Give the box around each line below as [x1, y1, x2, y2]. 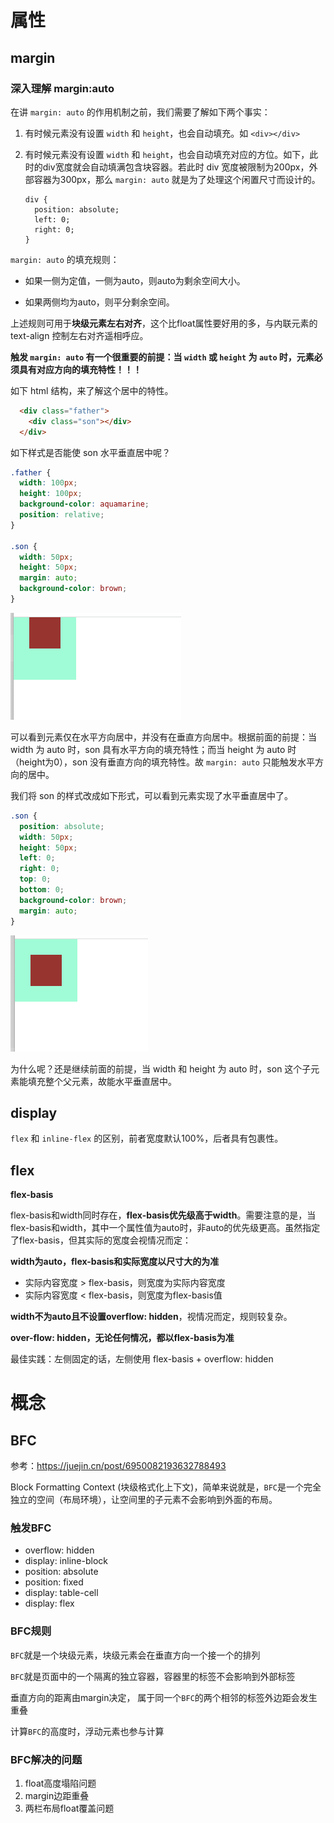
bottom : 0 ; [19, 885, 65, 895]
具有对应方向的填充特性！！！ [18, 363, 142, 375]
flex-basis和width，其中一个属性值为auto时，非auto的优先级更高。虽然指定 [10, 1222, 321, 1234]
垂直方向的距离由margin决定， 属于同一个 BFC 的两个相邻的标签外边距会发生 [10, 1691, 318, 1703]
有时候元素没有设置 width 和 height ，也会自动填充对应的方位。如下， [24, 148, 310, 160]
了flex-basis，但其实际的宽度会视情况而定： [10, 1234, 192, 1246]
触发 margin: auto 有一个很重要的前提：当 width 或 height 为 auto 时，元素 [10, 351, 315, 363]
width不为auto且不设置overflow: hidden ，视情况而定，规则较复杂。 [10, 1311, 293, 1323]
